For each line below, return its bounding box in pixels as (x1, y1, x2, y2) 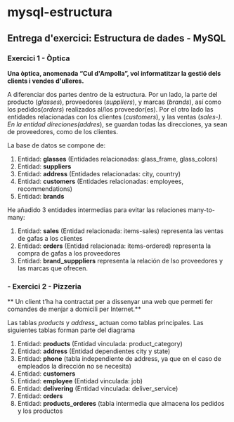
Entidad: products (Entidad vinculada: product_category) (17, 340, 183, 348)
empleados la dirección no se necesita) (17, 362, 132, 371)
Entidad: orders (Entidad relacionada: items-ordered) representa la (17, 242, 212, 250)
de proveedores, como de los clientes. (7, 127, 118, 136)
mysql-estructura (7, 4, 112, 20)
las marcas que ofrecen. (17, 264, 89, 272)
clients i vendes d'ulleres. (7, 77, 84, 85)
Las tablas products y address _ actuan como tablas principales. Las (7, 319, 204, 327)
